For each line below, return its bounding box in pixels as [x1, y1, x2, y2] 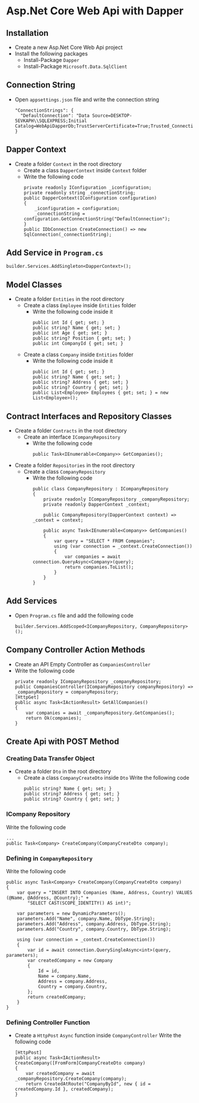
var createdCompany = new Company [27, 957, 113, 963]
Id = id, [37, 968, 60, 974]
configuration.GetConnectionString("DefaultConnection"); [23, 216, 170, 222]
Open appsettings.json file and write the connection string [14, 95, 159, 103]
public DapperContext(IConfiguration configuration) [23, 195, 157, 201]
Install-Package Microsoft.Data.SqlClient [23, 63, 128, 70]
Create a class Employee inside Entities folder [23, 302, 137, 309]
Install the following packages [14, 50, 88, 57]
